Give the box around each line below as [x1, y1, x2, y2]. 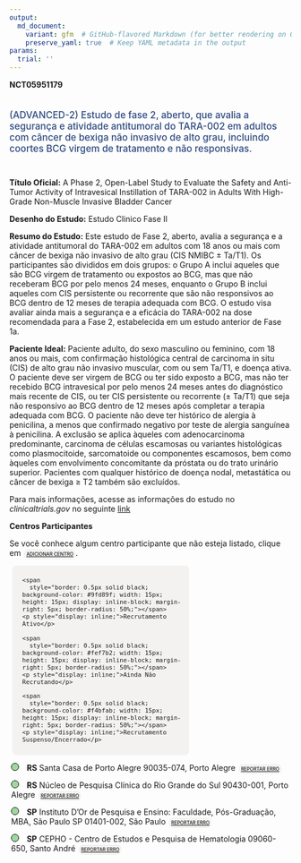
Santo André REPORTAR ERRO [30, 842, 120, 853]
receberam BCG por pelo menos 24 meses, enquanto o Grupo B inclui [9, 278, 268, 289]
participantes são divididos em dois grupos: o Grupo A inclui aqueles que [9, 259, 280, 269]
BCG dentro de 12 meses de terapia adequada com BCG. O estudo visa [9, 297, 271, 308]
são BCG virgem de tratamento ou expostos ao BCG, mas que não [9, 269, 254, 279]
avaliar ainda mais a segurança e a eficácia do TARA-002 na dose [9, 306, 253, 318]
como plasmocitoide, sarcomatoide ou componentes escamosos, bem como [9, 448, 292, 458]
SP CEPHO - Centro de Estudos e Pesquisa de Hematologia [26, 833, 246, 844]
